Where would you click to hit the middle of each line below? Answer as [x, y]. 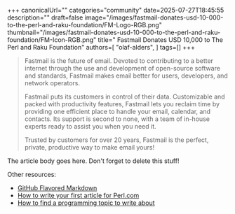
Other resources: [32, 174]
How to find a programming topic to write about [86, 203]
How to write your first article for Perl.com [78, 195]
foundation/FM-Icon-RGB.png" [52, 40]
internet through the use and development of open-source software [122, 68]
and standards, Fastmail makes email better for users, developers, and [126, 76]
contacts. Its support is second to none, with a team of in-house [117, 119]
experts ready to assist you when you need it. [90, 126]
